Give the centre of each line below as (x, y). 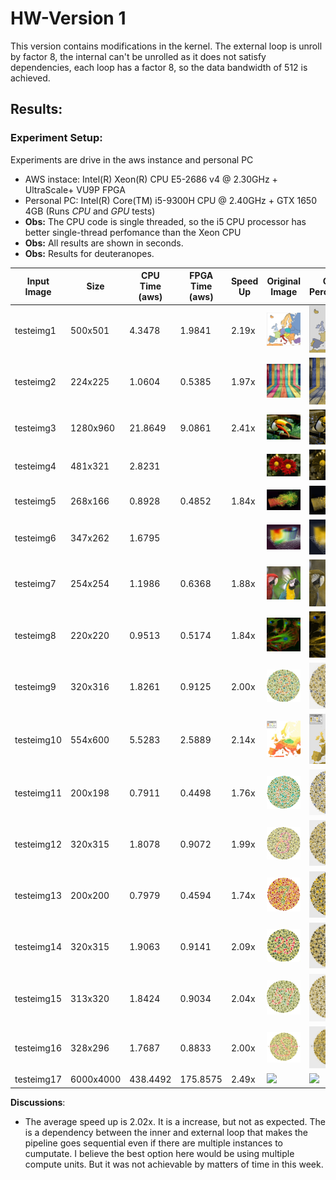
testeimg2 (35, 382)
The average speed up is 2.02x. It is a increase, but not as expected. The (175, 1121)
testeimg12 (38, 844)
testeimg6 (35, 538)
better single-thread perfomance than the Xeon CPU (133, 232)
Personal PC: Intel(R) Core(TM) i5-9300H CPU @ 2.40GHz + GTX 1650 (171, 200)
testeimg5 (35, 501)
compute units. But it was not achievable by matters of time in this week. (174, 1164)
